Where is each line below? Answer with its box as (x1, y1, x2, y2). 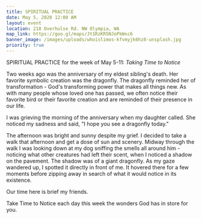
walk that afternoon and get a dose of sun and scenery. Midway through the (6, 138, 195, 145)
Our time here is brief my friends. (6, 188, 88, 195)
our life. (6, 102, 25, 109)
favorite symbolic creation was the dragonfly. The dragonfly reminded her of (6, 76, 196, 84)
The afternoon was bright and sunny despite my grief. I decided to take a (6, 131, 187, 139)
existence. (6, 176, 32, 184)
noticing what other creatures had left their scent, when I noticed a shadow (6, 151, 192, 158)
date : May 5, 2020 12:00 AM (6, 14, 77, 20)
